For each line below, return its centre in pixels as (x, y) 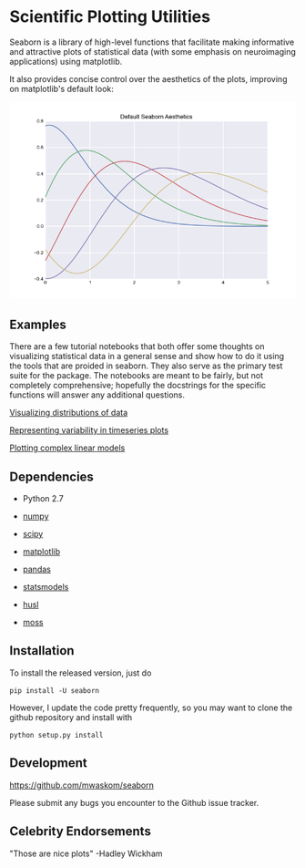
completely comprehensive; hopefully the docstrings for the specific (138, 386)
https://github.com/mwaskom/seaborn (82, 785)
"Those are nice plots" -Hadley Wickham (86, 853)
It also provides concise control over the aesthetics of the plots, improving (148, 78)
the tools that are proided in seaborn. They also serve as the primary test (146, 366)
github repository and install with (71, 717)
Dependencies (51, 476)
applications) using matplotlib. (66, 61)
